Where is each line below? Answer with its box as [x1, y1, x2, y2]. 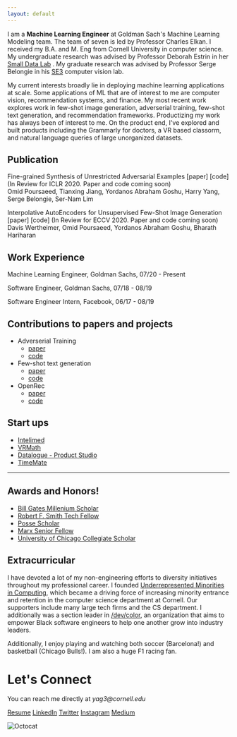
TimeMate [17, 458, 47, 466]
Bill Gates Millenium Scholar [17, 504, 99, 512]
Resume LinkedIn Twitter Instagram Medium [7, 708, 135, 717]
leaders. [7, 626, 31, 634]
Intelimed [17, 435, 45, 444]
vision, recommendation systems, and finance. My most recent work [7, 96, 207, 104]
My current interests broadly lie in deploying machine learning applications [7, 80, 224, 89]
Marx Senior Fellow [17, 526, 74, 535]
